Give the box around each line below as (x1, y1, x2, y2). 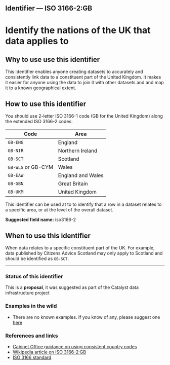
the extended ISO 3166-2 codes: (5, 119, 73, 125)
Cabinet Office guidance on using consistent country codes (12, 343, 137, 349)
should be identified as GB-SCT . (5, 255, 69, 262)
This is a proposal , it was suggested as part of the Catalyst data (5, 284, 139, 290)
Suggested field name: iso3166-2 (5, 216, 76, 223)
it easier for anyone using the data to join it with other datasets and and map (5, 80, 164, 86)
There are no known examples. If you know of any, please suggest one (12, 314, 160, 320)
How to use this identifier (5, 99, 87, 108)
